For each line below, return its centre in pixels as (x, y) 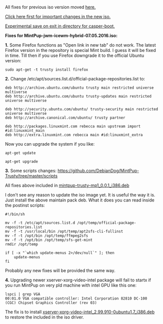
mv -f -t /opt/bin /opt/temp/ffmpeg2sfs (47, 236)
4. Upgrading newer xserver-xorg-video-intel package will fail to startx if (78, 280)
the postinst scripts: (25, 205)
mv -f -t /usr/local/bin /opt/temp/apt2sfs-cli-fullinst (64, 231)
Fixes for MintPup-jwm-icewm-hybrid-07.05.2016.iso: (61, 36)
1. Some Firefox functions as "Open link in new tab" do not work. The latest (81, 45)
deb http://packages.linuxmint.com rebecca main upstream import (73, 126)
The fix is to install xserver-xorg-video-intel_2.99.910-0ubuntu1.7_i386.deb (80, 312)
